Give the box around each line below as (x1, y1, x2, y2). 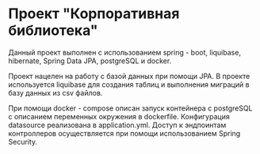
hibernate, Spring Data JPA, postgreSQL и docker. (8, 56, 172, 66)
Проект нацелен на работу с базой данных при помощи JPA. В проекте (8, 71, 250, 81)
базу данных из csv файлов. (8, 88, 103, 97)
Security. (8, 137, 38, 146)
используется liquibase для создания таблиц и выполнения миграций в (8, 80, 250, 89)
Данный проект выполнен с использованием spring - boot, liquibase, (8, 47, 242, 57)
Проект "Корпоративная (8, 5, 180, 23)
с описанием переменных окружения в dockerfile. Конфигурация (8, 111, 230, 121)
